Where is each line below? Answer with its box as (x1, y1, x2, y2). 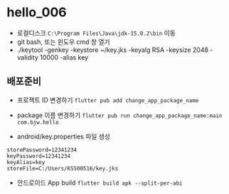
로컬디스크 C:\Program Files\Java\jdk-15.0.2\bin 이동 (16, 28, 176, 37)
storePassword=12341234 (6, 146, 78, 153)
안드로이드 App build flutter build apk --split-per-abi (16, 178, 183, 187)
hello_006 (6, 4, 67, 21)
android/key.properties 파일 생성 (16, 132, 111, 141)
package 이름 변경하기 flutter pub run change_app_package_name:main (16, 111, 223, 119)
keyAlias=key (6, 158, 46, 166)
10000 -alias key (39, 53, 89, 61)
